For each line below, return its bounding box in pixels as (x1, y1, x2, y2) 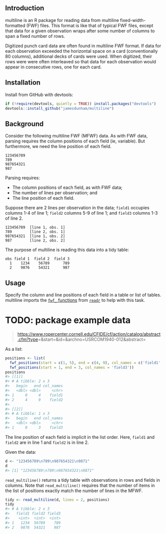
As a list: (5, 346, 23, 352)
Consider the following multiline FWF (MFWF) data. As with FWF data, (5, 133, 148, 139)
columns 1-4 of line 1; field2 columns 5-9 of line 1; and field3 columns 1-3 (5, 210, 158, 216)
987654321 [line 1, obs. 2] (5, 234, 65, 239)
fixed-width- (120, 17, 146, 23)
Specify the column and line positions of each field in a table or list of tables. (5, 292, 162, 298)
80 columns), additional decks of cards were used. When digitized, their (5, 53, 153, 59)
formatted (5, 22, 26, 28)
